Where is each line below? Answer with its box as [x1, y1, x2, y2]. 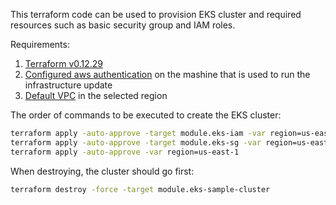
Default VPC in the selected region [24, 90, 168, 101]
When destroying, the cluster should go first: [10, 165, 195, 177]
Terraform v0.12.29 [24, 58, 104, 69]
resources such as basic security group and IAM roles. [10, 19, 236, 31]
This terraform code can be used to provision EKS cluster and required [10, 9, 302, 20]
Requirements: [10, 39, 70, 50]
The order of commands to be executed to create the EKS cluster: [10, 109, 282, 121]
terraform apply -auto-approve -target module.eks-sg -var [10, 137, 262, 148]
